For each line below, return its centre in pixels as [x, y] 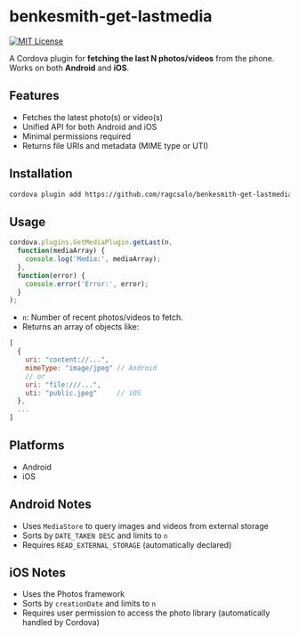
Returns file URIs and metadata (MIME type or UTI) [115, 145]
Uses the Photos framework [73, 594]
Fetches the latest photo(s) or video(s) [92, 117]
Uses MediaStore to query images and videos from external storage [145, 526]
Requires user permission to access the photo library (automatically [146, 613]
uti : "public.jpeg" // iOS [83, 393]
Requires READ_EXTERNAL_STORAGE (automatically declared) [127, 544]
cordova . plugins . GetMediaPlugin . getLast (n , [91, 242]
